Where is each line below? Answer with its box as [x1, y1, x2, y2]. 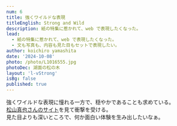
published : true [6, 82, 47, 88]
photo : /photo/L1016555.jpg [6, 59, 77, 65]
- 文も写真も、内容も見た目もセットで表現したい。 [11, 43, 120, 49]
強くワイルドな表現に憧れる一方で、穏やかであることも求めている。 [6, 98, 175, 106]
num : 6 [6, 8, 23, 15]
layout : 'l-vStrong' [6, 70, 58, 76]
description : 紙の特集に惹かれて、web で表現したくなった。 [6, 25, 141, 32]
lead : [6, 31, 20, 37]
